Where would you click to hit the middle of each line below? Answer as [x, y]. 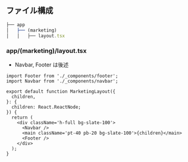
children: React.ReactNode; [46, 107]
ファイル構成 [30, 11]
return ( [22, 117]
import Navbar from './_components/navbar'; [62, 81]
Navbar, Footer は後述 [42, 65]
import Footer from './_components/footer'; [62, 76]
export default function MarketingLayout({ [61, 91]
